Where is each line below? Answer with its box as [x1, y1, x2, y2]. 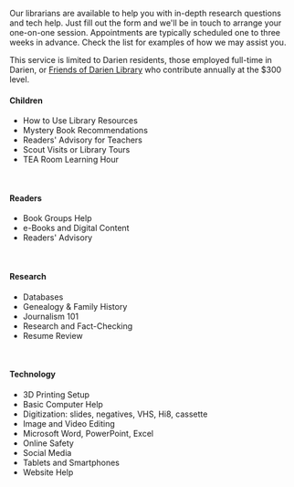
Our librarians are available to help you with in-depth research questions [9, 8, 281, 18]
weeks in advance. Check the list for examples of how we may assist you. [9, 37, 287, 48]
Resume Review [22, 330, 84, 341]
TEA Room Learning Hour [22, 154, 120, 165]
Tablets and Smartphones [22, 457, 121, 468]
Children [9, 95, 43, 106]
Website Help [22, 466, 74, 478]
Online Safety [22, 438, 75, 449]
